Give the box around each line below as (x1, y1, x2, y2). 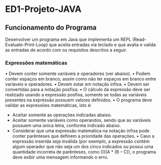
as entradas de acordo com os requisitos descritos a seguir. (5, 47, 127, 53)
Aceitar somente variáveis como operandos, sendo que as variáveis (12, 117, 151, 123)
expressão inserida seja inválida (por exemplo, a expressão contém (12, 138, 150, 145)
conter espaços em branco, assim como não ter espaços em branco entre (5, 76, 157, 82)
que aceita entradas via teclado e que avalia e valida (49, 42, 156, 48)
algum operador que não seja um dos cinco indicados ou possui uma (12, 144, 154, 150)
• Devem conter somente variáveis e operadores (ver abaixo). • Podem (5, 71, 151, 77)
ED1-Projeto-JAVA (5, 3, 82, 15)
